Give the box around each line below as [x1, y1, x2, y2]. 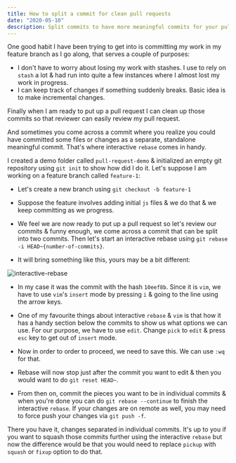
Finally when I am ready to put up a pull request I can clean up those [7, 107, 205, 116]
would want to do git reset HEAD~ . [17, 376, 119, 384]
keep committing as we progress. [17, 206, 114, 215]
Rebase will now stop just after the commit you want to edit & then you [17, 368, 221, 377]
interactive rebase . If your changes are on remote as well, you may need [17, 404, 226, 412]
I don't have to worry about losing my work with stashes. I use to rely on [17, 64, 226, 72]
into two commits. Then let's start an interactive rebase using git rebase [17, 234, 228, 243]
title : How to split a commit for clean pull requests [7, 10, 171, 18]
